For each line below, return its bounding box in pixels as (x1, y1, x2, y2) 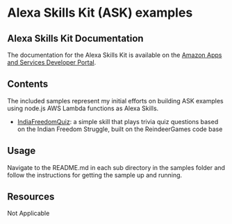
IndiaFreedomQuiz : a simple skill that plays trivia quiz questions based (17, 117, 219, 126)
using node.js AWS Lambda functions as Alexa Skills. (7, 104, 159, 112)
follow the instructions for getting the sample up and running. (7, 171, 183, 179)
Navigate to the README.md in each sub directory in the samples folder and (7, 163, 226, 171)
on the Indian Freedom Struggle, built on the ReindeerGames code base (17, 125, 223, 133)
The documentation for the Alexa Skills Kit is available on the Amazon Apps (7, 51, 222, 59)
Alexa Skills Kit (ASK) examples (7, 5, 193, 21)
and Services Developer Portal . (7, 58, 97, 67)
